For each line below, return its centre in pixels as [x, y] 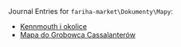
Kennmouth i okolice [53, 26]
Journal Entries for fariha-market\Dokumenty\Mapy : [91, 11]
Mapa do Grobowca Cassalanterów [77, 35]
